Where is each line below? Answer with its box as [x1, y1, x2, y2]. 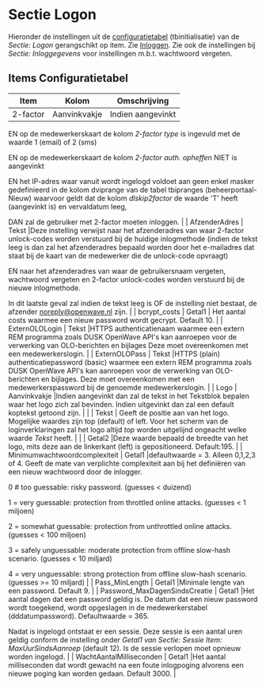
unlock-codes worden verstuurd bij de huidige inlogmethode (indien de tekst [8, 234, 258, 243]
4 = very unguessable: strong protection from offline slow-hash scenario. [8, 569, 248, 578]
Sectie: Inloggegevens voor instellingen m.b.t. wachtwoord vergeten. [8, 48, 233, 58]
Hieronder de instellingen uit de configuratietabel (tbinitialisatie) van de [8, 32, 240, 41]
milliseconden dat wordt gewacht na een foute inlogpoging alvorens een [8, 660, 244, 669]
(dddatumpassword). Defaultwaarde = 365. [8, 611, 150, 620]
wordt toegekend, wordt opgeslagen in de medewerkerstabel [8, 603, 208, 612]
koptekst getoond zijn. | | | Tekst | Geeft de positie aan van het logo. [8, 408, 230, 417]
